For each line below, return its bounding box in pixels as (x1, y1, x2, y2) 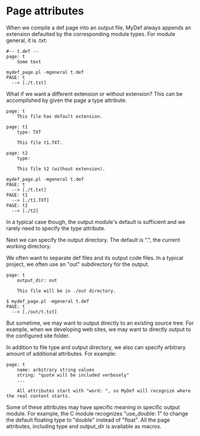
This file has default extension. (17, 113, 103, 119)
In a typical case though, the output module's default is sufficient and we (6, 218, 186, 225)
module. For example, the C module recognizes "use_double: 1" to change (6, 410, 189, 417)
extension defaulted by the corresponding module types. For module (6, 30, 176, 37)
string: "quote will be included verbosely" (17, 372, 130, 378)
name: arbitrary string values (17, 367, 95, 373)
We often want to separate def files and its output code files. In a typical (6, 254, 183, 261)
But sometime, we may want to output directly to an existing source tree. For (6, 319, 194, 326)
